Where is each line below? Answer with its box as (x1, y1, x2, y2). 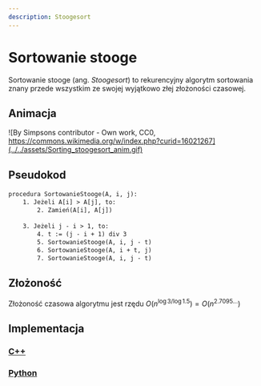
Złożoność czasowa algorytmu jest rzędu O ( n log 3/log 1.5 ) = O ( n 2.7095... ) (8, 297, 241, 308)
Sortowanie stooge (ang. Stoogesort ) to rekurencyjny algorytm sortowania (8, 74, 254, 84)
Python (8, 367, 38, 378)
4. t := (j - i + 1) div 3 (37, 231, 127, 239)
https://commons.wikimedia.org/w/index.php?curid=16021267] (8, 136, 216, 146)
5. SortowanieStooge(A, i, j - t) (37, 239, 152, 247)
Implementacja (8, 322, 85, 336)
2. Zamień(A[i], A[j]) (37, 207, 113, 215)
